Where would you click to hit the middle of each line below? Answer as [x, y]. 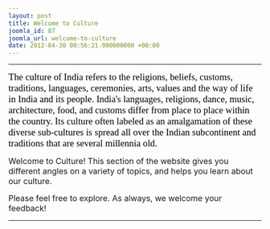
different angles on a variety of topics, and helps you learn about [131, 171]
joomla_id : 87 [32, 31]
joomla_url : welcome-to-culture [62, 38]
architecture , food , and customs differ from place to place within [129, 110]
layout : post [30, 16]
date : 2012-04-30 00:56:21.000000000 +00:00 [84, 46]
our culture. [30, 182]
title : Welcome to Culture [53, 23]
